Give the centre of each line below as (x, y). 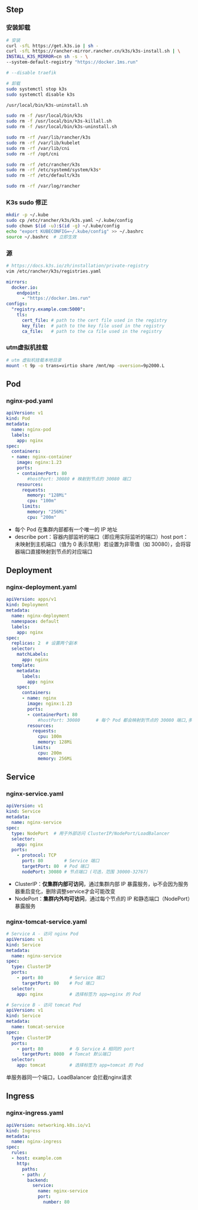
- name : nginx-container (42, 457)
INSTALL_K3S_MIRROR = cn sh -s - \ (47, 57)
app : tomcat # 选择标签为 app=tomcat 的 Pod (80, 1065)
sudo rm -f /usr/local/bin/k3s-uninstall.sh (62, 127)
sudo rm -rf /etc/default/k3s (43, 176)
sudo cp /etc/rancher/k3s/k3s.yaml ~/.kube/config (70, 221)
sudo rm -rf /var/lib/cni (38, 148)
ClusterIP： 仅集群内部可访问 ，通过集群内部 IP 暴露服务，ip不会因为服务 (101, 884)
